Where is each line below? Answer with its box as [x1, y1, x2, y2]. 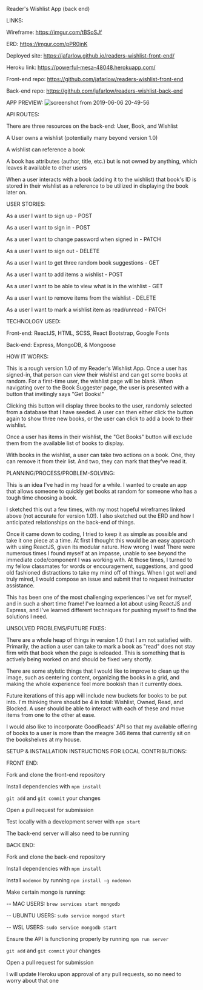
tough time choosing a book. [6, 494, 78, 501]
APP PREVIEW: [6, 99, 44, 106]
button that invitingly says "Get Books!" [6, 391, 104, 397]
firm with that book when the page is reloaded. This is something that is [6, 649, 185, 656]
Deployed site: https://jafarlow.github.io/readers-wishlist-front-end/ [6, 52, 175, 59]
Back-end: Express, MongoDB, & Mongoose [6, 342, 116, 348]
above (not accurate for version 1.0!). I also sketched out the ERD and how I [6, 512, 195, 520]
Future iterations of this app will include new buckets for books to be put [6, 692, 187, 699]
